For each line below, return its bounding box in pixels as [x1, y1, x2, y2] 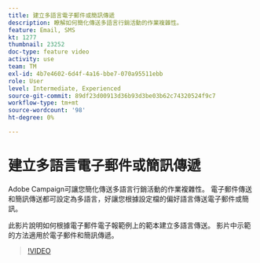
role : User [8, 77, 44, 85]
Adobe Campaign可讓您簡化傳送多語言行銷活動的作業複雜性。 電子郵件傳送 [8, 184, 253, 193]
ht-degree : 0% [8, 114, 55, 122]
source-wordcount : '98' [8, 107, 86, 115]
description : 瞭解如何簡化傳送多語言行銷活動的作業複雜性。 [8, 19, 183, 27]
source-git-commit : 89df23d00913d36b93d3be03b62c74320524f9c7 [8, 92, 216, 100]
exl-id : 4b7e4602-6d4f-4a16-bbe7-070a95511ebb [8, 70, 163, 78]
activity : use [8, 56, 55, 64]
